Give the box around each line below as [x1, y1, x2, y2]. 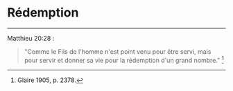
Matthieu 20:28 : [7, 34, 55, 42]
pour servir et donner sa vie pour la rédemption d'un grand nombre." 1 [24, 54, 224, 64]
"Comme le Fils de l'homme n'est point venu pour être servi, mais [24, 47, 212, 56]
